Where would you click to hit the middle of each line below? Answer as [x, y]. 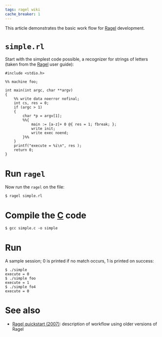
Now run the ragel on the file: [35, 187]
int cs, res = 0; [31, 103]
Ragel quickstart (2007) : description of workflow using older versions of [84, 324]
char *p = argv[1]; [42, 116]
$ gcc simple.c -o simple [31, 228]
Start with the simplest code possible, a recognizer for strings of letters [77, 59]
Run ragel [25, 174]
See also [23, 310]
